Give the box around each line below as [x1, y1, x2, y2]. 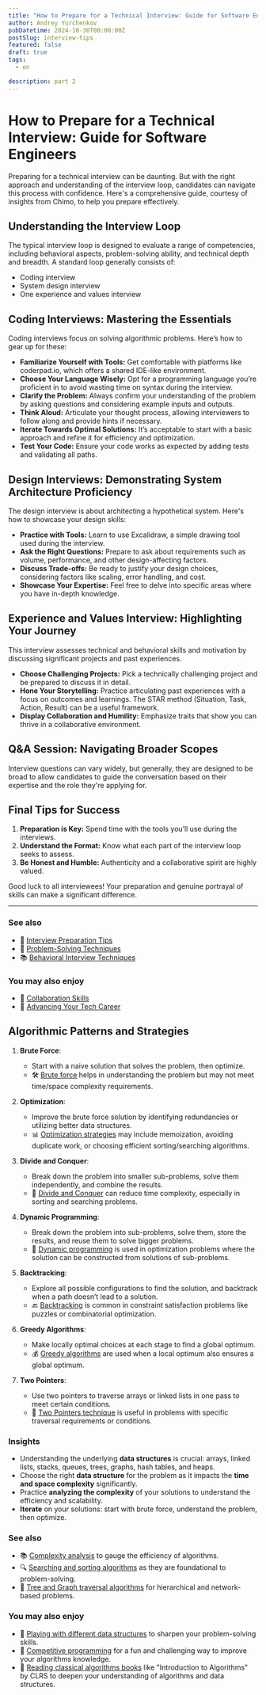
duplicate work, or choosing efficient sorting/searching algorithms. [31, 1141, 249, 1150]
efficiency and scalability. [19, 1496, 103, 1506]
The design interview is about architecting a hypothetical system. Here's [8, 506, 244, 516]
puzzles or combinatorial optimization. [31, 1308, 157, 1319]
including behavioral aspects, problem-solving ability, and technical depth [8, 249, 249, 258]
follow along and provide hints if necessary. [19, 417, 162, 426]
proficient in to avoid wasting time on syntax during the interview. [19, 383, 234, 392]
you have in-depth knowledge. [19, 589, 120, 598]
